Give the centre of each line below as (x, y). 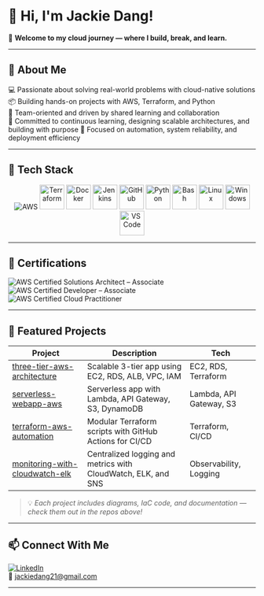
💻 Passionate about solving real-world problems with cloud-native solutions (132, 89)
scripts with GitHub (123, 431)
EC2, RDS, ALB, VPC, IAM (134, 376)
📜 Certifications (48, 263)
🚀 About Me (37, 70)
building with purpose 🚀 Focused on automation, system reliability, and (123, 129)
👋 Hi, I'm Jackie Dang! (81, 16)
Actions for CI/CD (119, 442)
